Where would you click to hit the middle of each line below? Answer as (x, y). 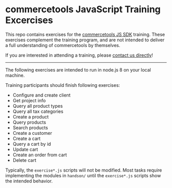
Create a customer (32, 133)
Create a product (30, 116)
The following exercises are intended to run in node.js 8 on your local (78, 69)
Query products (29, 122)
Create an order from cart (40, 155)
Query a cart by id (32, 144)
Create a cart (27, 138)
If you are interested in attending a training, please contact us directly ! (79, 55)
